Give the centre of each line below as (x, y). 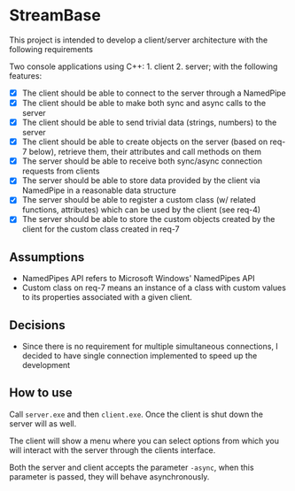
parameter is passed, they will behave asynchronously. (109, 476)
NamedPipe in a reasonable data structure (99, 190)
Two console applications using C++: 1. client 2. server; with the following (144, 66)
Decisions (37, 325)
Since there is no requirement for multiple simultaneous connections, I (150, 347)
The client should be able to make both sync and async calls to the (144, 103)
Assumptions (47, 257)
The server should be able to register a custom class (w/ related (139, 200)
